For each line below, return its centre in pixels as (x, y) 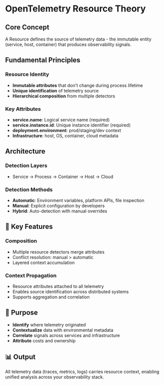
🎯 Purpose (22, 313)
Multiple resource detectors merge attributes (58, 252)
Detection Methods (29, 189)
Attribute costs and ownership (44, 340)
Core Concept (27, 27)
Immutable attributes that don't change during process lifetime (78, 85)
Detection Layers (26, 165)
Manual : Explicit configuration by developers (58, 205)
